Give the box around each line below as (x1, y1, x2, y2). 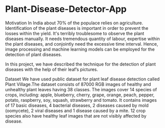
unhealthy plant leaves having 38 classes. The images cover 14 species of (5, 86, 158, 92)
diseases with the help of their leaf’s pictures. (5, 66, 98, 72)
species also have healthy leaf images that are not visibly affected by (5, 113, 147, 119)
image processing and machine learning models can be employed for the (5, 46, 155, 52)
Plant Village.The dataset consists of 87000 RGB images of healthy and (5, 81, 152, 87)
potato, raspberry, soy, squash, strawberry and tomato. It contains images (5, 97, 157, 103)
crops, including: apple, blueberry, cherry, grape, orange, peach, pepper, (5, 92, 155, 98)
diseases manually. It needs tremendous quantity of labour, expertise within (5, 36, 160, 42)
